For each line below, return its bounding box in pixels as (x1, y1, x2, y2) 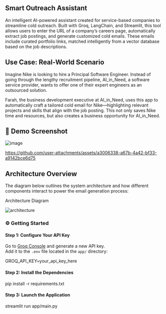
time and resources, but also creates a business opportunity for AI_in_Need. (5, 112, 161, 118)
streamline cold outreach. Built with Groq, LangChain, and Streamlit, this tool (5, 22, 161, 28)
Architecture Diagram (5, 198, 49, 204)
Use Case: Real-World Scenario (5, 58, 105, 67)
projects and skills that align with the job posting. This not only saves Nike (5, 107, 156, 113)
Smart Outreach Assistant (5, 4, 88, 12)
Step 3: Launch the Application (5, 292, 70, 298)
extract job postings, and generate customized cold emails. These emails (5, 33, 155, 39)
